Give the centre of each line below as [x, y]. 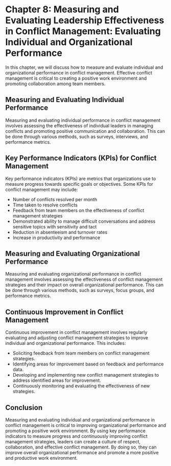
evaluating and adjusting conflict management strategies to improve [77, 338]
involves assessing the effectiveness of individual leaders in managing [79, 125]
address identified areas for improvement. [57, 380]
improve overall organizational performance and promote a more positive [82, 452]
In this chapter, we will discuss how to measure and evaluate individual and [84, 67]
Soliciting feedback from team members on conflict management [81, 353]
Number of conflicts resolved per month [55, 199]
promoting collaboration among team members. [55, 84]
